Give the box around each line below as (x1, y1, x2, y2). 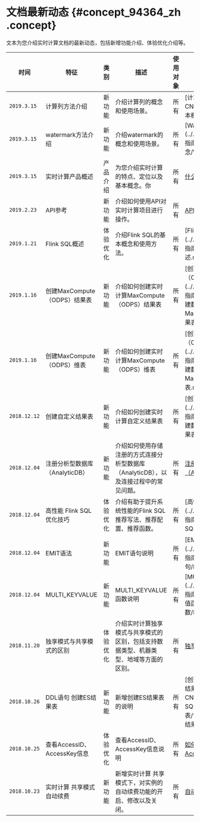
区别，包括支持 (115, 637, 157, 646)
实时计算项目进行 (115, 206, 163, 214)
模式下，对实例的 (115, 778, 163, 787)
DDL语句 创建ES (45, 693, 91, 701)
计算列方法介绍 (45, 102, 87, 111)
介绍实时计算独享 (115, 619, 163, 628)
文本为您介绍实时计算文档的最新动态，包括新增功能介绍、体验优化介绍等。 (6, 39, 189, 46)
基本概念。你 (115, 181, 151, 190)
